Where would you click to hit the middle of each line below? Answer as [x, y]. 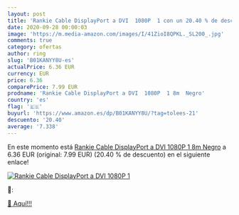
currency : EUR [28, 73]
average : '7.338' [33, 126]
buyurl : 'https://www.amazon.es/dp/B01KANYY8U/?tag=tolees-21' [103, 113]
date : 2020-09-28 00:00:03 [47, 27]
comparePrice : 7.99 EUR [43, 87]
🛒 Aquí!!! [20, 203]
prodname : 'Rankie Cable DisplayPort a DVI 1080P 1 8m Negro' [106, 93]
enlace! [18, 162]
